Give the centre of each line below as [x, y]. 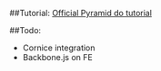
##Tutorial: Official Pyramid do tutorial [81, 13]
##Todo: [25, 30]
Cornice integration [59, 48]
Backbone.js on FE [57, 57]
